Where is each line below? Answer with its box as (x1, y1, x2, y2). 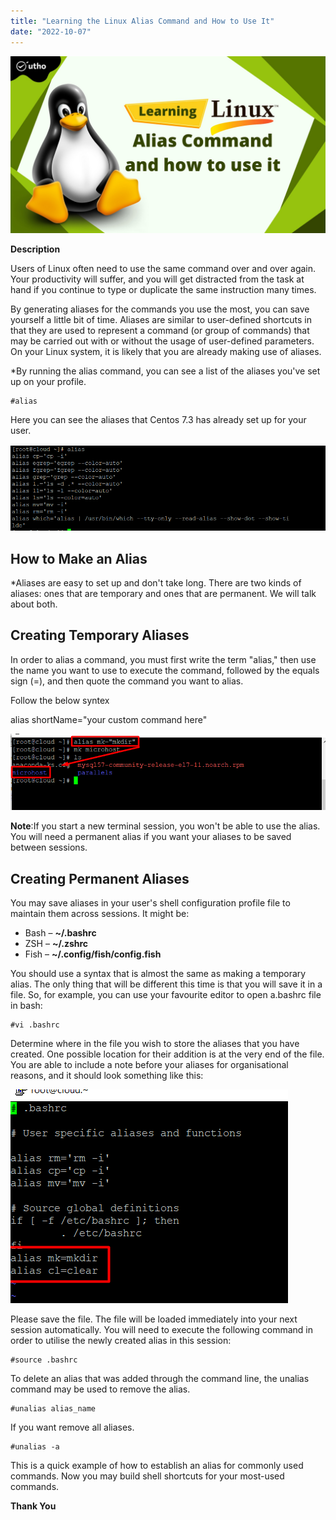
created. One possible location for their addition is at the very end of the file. (10, 1048, 325, 1060)
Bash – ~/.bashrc (24, 927, 97, 939)
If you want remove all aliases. (10, 1421, 135, 1434)
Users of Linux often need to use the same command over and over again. (10, 263, 317, 274)
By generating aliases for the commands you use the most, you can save (10, 303, 310, 315)
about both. (10, 598, 58, 610)
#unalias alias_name (10, 1404, 97, 1414)
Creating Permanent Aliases (10, 870, 190, 887)
